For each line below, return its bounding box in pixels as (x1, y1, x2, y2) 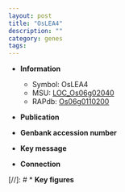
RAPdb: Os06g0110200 (31, 97, 110, 106)
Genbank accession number (19, 128, 117, 138)
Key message (19, 144, 67, 153)
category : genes (8, 34, 63, 43)
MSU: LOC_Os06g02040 (31, 88, 115, 98)
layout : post (8, 11, 52, 20)
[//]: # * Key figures (8, 175, 74, 185)
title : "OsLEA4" (8, 19, 63, 27)
